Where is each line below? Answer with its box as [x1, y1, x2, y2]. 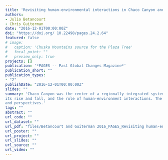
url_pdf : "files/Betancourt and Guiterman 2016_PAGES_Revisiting [5, 124, 144, 129]
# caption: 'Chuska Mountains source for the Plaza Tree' [5, 45, 133, 50]
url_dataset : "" [5, 119, 39, 124]
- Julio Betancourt [5, 17, 46, 22]
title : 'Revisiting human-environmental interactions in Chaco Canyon [5, 7, 155, 13]
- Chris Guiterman [5, 21, 43, 27]
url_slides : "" [5, 138, 37, 143]
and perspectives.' [5, 101, 46, 106]
